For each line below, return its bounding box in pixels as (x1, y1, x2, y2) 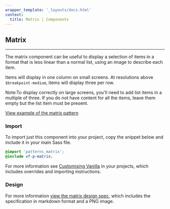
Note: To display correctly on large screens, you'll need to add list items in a (5, 90, 162, 96)
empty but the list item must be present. (5, 100, 89, 106)
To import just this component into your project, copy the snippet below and (5, 134, 163, 140)
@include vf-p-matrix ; (5, 154, 53, 159)
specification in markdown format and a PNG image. (5, 198, 114, 204)
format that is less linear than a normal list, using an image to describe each (5, 59, 163, 65)
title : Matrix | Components (10, 17, 69, 22)
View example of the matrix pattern (5, 110, 79, 116)
